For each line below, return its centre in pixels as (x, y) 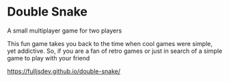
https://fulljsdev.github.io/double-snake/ (64, 71)
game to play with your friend (49, 58)
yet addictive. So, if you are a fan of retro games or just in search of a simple (115, 51)
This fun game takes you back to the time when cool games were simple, (110, 43)
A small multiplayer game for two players (65, 30)
